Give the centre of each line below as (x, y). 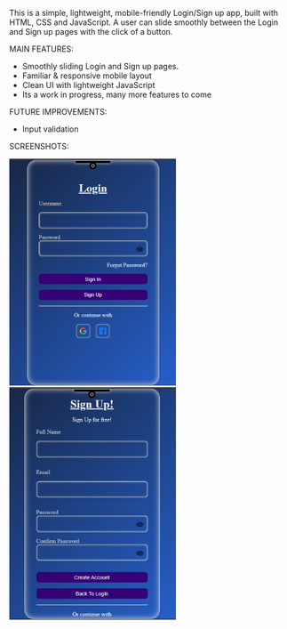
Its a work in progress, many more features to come (116, 94)
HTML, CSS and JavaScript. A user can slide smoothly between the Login (143, 22)
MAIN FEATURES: (41, 49)
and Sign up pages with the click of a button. (91, 32)
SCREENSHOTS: (39, 146)
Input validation (50, 129)
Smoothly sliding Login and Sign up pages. (100, 66)
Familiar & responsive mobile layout (87, 76)
